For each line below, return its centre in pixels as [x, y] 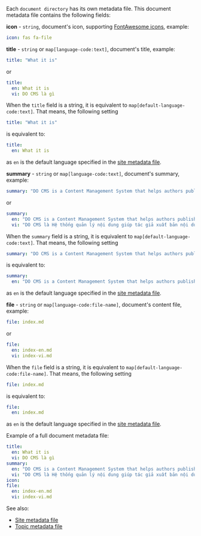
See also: [18, 508]
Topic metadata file [39, 526]
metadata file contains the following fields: [58, 15]
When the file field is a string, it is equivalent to [66, 367]
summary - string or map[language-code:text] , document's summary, [93, 174]
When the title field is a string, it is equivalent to [67, 105]
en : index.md [28, 413]
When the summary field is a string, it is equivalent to [70, 236]
